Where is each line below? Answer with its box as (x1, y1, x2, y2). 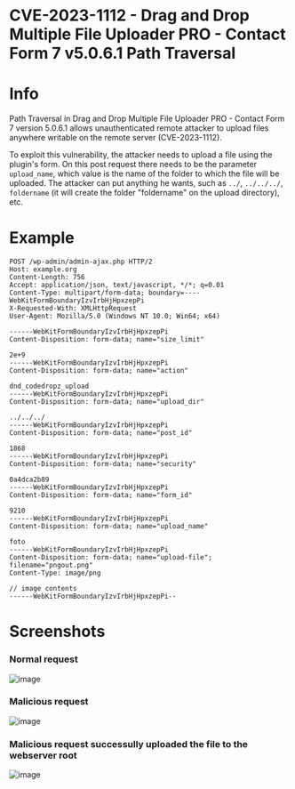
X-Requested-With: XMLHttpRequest (9, 304, 138, 313)
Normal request (9, 653, 78, 665)
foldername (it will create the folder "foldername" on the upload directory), (9, 188, 280, 198)
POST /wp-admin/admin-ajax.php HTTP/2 (9, 257, 153, 267)
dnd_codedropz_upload (9, 382, 90, 391)
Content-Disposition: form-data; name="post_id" (9, 429, 193, 438)
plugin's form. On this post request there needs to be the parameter (9, 159, 258, 170)
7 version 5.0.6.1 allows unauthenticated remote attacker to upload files (9, 123, 269, 133)
